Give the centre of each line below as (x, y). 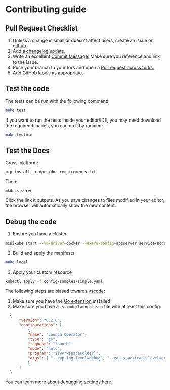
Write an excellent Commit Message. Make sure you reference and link (86, 56)
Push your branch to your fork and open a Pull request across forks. (83, 67)
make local (17, 262)
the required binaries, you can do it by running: (54, 125)
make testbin (19, 135)
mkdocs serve (19, 191)
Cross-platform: (22, 163)
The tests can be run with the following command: (57, 101)
